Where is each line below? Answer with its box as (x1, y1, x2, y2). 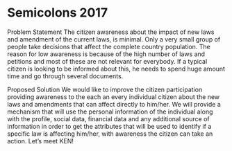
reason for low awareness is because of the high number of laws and (7, 50, 206, 58)
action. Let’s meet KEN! (7, 136, 74, 145)
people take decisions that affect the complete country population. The (7, 42, 210, 51)
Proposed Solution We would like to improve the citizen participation (7, 85, 203, 94)
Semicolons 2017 (7, 5, 108, 21)
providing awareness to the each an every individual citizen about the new (7, 92, 220, 101)
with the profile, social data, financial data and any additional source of (7, 114, 210, 123)
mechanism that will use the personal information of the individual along (7, 107, 213, 116)
